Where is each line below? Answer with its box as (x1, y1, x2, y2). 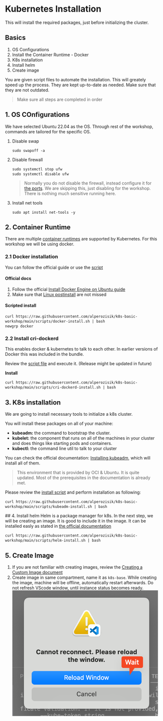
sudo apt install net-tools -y (12, 210, 76, 215)
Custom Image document (12, 570, 63, 575)
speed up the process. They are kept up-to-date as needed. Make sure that (5, 82, 156, 88)
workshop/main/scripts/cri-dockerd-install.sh (5, 385, 101, 390)
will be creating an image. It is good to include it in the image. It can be (5, 518, 147, 524)
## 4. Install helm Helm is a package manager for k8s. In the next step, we (5, 513, 154, 519)
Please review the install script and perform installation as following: (5, 489, 141, 495)
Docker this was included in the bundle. (5, 351, 84, 357)
